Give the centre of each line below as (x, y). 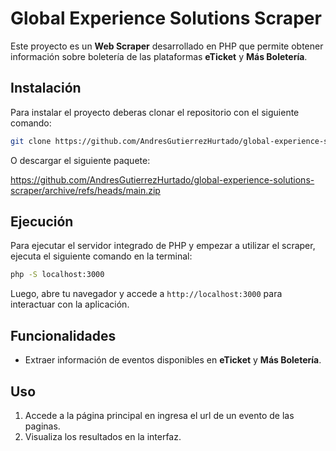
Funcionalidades (63, 335)
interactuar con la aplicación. (70, 304)
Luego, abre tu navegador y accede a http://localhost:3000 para (146, 294)
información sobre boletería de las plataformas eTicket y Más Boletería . (159, 56)
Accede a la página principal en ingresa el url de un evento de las (159, 415)
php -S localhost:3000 (57, 275)
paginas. (42, 426)
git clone (31, 141)
